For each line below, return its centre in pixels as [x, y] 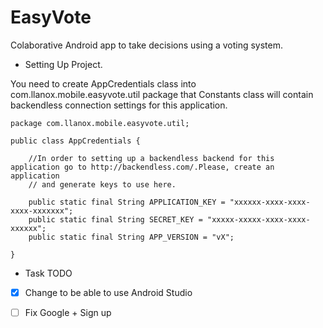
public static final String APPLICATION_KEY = [127, 202]
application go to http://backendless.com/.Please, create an [142, 167]
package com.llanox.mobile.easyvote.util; [100, 123]
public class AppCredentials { [75, 141]
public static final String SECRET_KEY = [115, 219]
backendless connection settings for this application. [119, 105]
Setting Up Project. [63, 64]
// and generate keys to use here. [102, 184]
